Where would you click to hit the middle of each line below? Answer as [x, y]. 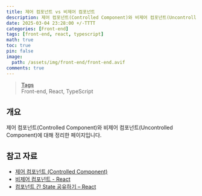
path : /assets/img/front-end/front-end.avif [68, 62]
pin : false [20, 51]
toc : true [19, 46]
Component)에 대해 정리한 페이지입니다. [54, 135]
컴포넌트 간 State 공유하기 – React [55, 187]
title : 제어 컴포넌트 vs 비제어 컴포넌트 [51, 12]
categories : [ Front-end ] [37, 29]
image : [14, 57]
